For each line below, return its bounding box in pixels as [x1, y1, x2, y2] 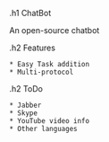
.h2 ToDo [9, 84, 43, 93]
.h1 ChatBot [9, 8, 52, 18]
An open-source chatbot [9, 25, 100, 35]
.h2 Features [9, 42, 56, 53]
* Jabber [9, 101, 42, 110]
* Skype [9, 109, 38, 118]
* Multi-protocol [9, 67, 74, 76]
